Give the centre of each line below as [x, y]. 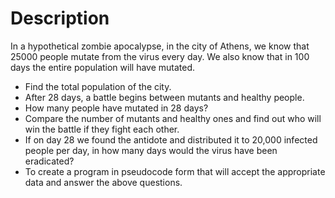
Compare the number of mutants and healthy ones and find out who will [173, 118]
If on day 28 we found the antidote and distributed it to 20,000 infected [171, 139]
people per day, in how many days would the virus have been [151, 150]
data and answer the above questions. [103, 182]
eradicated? [49, 161]
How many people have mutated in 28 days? [116, 108]
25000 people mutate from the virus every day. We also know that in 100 [160, 56]
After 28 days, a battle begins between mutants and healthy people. [164, 97]
